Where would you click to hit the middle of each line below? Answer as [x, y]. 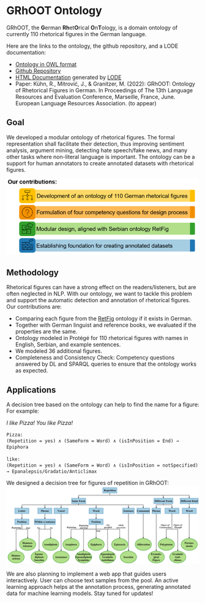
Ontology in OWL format [46, 64]
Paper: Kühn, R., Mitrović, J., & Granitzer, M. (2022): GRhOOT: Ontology [105, 84]
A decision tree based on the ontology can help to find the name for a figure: [103, 404]
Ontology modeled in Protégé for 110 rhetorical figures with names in [102, 338]
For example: [23, 411]
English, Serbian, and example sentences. [68, 345]
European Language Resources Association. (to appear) [86, 103]
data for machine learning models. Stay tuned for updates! [80, 593]
